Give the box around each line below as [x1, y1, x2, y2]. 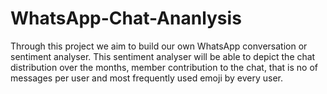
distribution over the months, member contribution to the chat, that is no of [10, 61, 319, 73]
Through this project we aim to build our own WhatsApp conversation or [10, 40, 308, 52]
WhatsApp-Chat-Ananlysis [10, 7, 242, 30]
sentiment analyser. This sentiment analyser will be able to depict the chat [10, 50, 316, 62]
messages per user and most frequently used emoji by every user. [10, 72, 284, 84]
